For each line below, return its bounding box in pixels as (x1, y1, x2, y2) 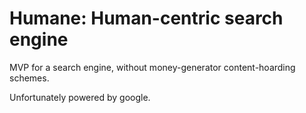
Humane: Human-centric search (9, 7, 284, 30)
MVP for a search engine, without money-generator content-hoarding (9, 61, 296, 73)
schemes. (9, 72, 50, 84)
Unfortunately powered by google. (9, 91, 151, 103)
